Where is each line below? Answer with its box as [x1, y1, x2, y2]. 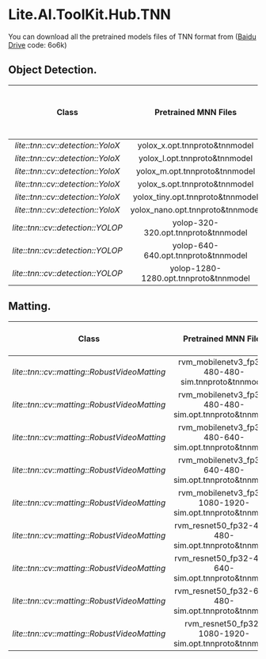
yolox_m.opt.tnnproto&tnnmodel [135, 165, 256, 176]
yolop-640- [172, 239, 219, 251]
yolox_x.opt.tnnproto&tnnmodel [137, 140, 254, 151]
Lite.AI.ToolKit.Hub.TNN [8, 6, 172, 24]
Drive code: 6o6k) [8, 40, 67, 49]
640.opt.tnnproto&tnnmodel [143, 250, 248, 261]
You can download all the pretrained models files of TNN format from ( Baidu [8, 32, 256, 41]
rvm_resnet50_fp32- [184, 618, 264, 629]
